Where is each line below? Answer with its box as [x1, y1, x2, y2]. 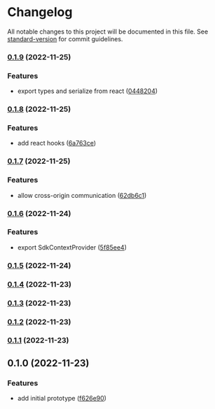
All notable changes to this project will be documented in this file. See [7, 27, 209, 36]
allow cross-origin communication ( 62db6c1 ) [17, 191, 147, 199]
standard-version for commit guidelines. [7, 34, 123, 43]
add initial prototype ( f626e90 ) [17, 394, 107, 403]
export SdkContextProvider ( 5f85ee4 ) [17, 243, 127, 252]
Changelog [7, 4, 73, 20]
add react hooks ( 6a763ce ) [17, 139, 97, 148]
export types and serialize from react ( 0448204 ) [17, 87, 158, 95]
